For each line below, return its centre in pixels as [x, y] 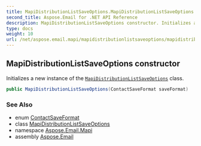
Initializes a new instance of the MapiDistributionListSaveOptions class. [95, 78]
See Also [19, 104]
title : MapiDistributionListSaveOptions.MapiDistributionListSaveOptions [100, 12]
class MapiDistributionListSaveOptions [62, 124]
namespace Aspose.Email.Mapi [54, 130]
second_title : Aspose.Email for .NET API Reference [72, 17]
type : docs [20, 28]
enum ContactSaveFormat [47, 117]
